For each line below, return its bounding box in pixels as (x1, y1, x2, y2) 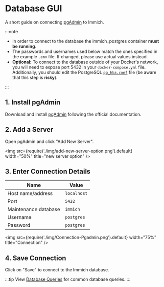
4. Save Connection (5, 254, 66, 262)
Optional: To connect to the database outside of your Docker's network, (12, 59, 158, 65)
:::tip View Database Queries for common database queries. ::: (5, 276, 131, 282)
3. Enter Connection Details (5, 167, 91, 175)
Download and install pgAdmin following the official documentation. (5, 111, 141, 117)
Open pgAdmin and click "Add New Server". (5, 138, 94, 144)
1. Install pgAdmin (5, 98, 61, 107)
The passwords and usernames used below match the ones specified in (12, 48, 158, 54)
